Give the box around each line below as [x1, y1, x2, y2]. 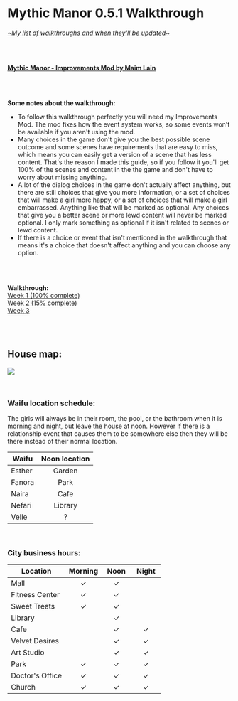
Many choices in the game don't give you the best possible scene [17, 135, 210, 144]
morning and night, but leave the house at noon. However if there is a [7, 422, 210, 431]
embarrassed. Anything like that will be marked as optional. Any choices [17, 203, 229, 211]
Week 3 [7, 306, 30, 314]
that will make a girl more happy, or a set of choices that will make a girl [17, 196, 227, 204]
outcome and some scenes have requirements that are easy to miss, [17, 142, 218, 151]
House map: [7, 348, 63, 360]
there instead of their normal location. [7, 437, 118, 446]
